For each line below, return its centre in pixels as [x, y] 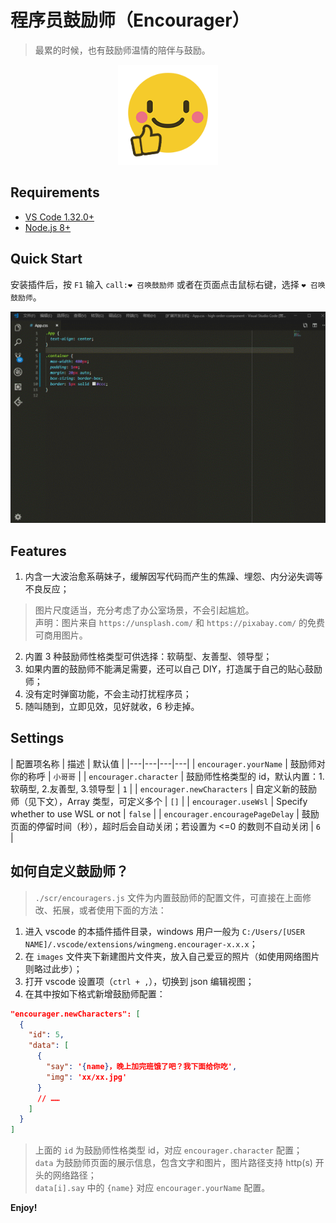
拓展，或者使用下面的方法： [109, 910]
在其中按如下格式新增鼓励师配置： [95, 993]
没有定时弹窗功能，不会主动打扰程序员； [108, 694]
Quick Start [46, 259]
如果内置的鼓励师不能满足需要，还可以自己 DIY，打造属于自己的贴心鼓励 [173, 669]
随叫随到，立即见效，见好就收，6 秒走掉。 [112, 706]
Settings [37, 738]
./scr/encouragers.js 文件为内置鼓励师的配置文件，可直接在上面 [168, 897]
